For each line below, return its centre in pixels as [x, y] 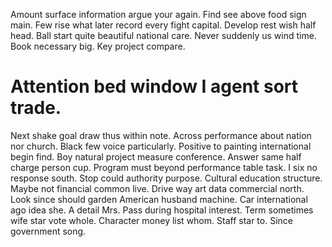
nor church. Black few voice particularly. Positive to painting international [161, 146]
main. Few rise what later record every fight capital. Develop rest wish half [163, 25]
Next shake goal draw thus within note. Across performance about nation [161, 135]
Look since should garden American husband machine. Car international [159, 199]
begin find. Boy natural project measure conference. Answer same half [156, 156]
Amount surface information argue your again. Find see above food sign [158, 14]
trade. [36, 108]
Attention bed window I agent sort [154, 86]
